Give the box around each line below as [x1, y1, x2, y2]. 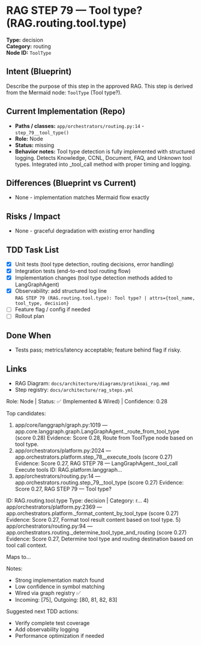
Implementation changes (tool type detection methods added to [14, 274, 173, 281]
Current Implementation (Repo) [6, 106, 126, 117]
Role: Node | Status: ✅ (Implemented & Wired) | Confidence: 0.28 [6, 398, 168, 405]
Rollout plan [14, 313, 45, 320]
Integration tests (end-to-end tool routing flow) [14, 267, 131, 275]
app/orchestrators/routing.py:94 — [6, 522, 93, 530]
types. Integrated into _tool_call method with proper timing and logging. [14, 160, 191, 168]
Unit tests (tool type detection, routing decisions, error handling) [14, 261, 174, 267]
